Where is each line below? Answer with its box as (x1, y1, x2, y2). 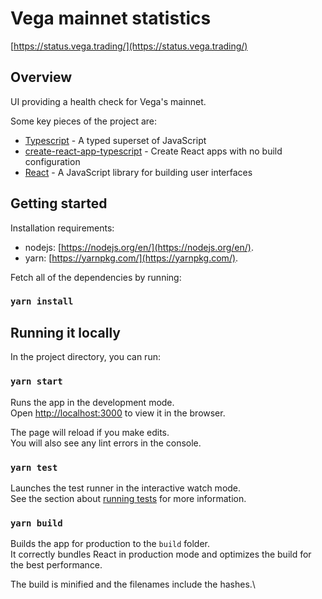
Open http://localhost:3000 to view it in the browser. (10, 407, 226, 419)
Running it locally (10, 324, 121, 341)
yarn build (10, 517, 63, 529)
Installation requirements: (10, 222, 115, 234)
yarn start (10, 376, 63, 387)
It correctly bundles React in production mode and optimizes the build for (10, 548, 312, 561)
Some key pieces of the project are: (10, 115, 158, 127)
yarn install (10, 296, 74, 307)
